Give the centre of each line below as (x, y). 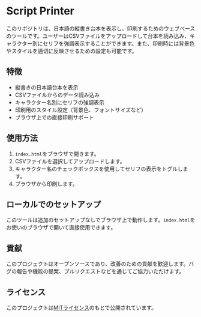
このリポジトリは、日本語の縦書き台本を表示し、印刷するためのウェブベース (101, 28)
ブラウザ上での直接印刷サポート (54, 117)
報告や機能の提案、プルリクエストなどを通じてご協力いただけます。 (100, 271)
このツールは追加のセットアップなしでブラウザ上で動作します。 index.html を (101, 220)
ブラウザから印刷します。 (46, 184)
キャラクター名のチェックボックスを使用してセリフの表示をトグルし (99, 169)
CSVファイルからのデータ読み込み (57, 95)
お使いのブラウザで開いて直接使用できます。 (61, 228)
